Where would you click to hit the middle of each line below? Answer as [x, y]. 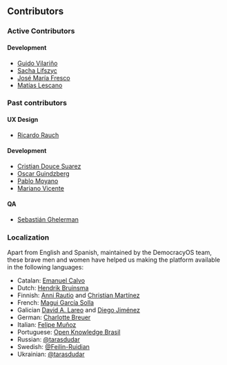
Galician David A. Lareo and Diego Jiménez [78, 310]
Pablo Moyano [38, 181]
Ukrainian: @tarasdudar [51, 354]
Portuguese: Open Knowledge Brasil [69, 332]
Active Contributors [41, 31]
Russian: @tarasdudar [49, 339]
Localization [28, 237]
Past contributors [37, 103]
